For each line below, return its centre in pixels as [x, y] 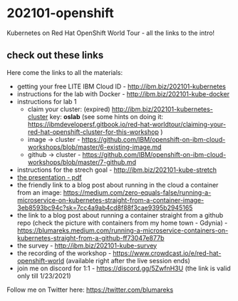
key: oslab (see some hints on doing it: [107, 116]
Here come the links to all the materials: [64, 72]
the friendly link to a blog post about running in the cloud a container [118, 185]
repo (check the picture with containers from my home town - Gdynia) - [122, 223]
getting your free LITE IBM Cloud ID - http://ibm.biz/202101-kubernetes [121, 86]
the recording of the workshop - [64, 253]
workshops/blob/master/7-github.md [82, 162]
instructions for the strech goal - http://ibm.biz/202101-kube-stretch [117, 170]
